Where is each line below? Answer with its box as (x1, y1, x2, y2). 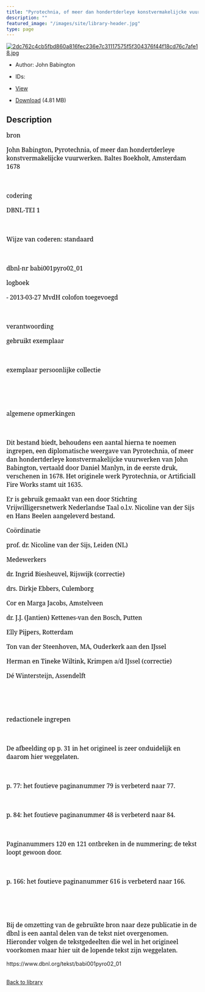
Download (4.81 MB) (15, 97, 67, 104)
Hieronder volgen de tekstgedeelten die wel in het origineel (6, 937, 179, 947)
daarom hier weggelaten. (6, 752, 79, 761)
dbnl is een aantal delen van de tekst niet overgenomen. (6, 929, 169, 938)
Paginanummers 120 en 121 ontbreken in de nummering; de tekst (6, 839, 197, 849)
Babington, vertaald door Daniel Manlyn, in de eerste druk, (6, 463, 178, 473)
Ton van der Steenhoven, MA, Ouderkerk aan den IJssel (6, 642, 167, 651)
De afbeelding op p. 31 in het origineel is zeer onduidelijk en (6, 744, 181, 753)
